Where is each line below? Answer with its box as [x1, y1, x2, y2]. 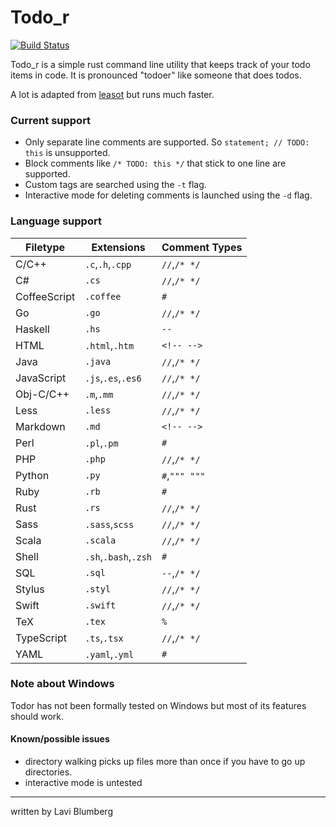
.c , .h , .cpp [84, 257, 132, 271]
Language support [10, 214, 102, 228]
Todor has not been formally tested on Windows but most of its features [10, 699, 307, 711]
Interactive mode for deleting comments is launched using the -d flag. [24, 189, 313, 201]
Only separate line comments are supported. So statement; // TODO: [24, 136, 310, 148]
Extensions [91, 240, 146, 254]
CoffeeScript [15, 289, 76, 303]
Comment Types [161, 240, 243, 254]
